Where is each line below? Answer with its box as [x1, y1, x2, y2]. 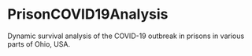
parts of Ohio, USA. [7, 39, 71, 48]
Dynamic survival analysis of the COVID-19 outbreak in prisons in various [7, 31, 245, 40]
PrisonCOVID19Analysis [7, 5, 169, 23]
